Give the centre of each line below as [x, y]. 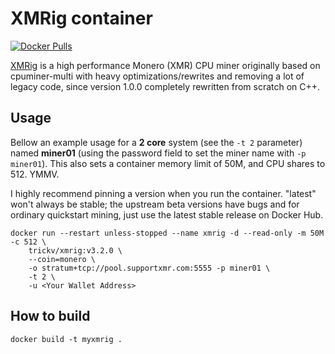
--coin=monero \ [62, 259]
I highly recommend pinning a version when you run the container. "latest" [163, 193]
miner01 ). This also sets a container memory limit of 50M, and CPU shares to [168, 163]
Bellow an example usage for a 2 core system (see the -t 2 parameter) [156, 142]
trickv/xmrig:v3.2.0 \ [75, 250]
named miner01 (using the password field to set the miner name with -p [158, 153]
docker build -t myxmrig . [66, 339]
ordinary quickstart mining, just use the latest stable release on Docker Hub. [167, 214]
